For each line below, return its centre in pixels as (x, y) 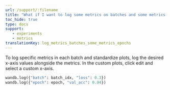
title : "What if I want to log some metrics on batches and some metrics (86, 15)
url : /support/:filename (32, 10)
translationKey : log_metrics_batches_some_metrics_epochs (68, 43)
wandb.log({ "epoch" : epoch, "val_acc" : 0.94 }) (56, 82)
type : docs (17, 24)
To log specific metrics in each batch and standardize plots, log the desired (84, 57)
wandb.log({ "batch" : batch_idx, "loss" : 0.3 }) (56, 78)
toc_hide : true (21, 19)
